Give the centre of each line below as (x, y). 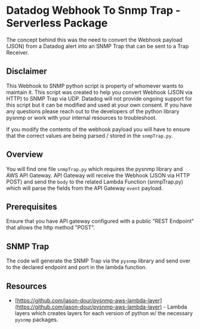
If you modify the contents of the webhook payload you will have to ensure (98, 129)
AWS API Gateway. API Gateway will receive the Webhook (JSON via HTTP (98, 175)
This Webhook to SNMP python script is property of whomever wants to (95, 86)
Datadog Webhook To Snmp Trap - (93, 10)
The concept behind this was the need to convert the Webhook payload (94, 40)
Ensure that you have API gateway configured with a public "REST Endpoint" (100, 221)
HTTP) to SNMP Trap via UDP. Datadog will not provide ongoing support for (99, 98)
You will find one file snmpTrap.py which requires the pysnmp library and (95, 169)
